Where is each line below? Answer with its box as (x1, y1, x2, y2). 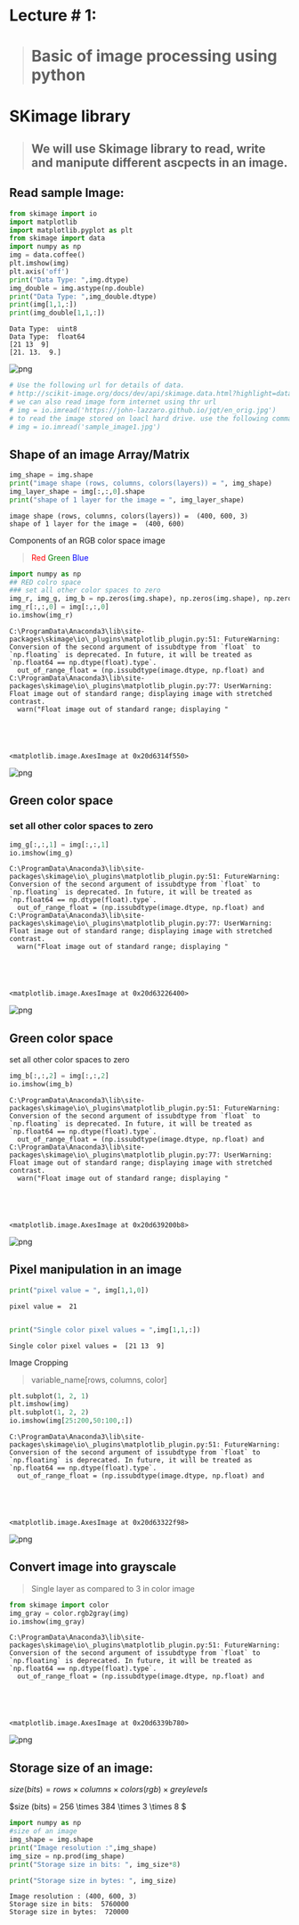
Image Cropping (9, 1356, 69, 1368)
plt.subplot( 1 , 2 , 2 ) (9, 1408, 90, 1417)
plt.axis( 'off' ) (9, 266, 69, 276)
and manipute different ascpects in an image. (30, 155, 288, 170)
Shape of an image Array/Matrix (9, 446, 190, 462)
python (30, 65, 86, 86)
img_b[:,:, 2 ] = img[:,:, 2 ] (9, 1071, 109, 1081)
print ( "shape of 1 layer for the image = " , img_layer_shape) (9, 496, 245, 504)
